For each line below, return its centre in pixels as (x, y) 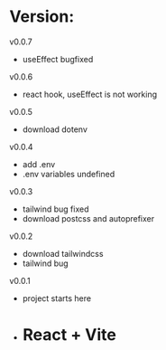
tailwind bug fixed (55, 209)
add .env (39, 164)
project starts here (57, 298)
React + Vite (69, 335)
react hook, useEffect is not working (90, 94)
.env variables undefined (69, 174)
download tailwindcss (63, 253)
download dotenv (55, 129)
